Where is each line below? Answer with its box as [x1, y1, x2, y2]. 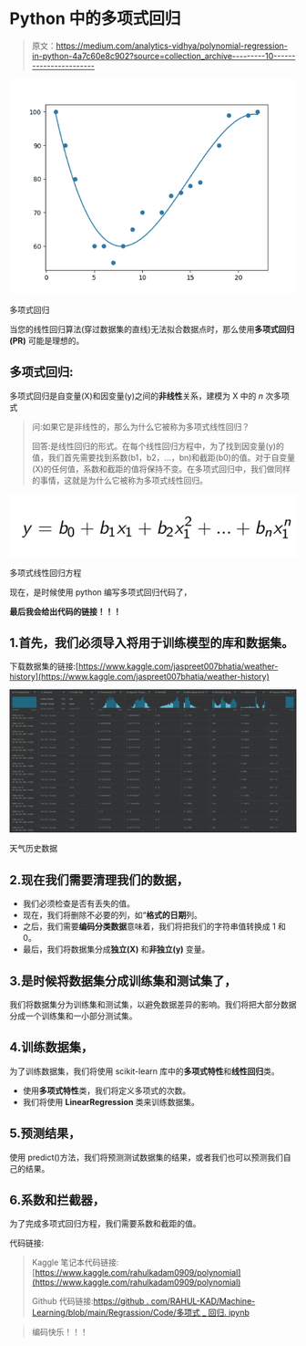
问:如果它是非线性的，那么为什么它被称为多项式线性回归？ [31, 421, 250, 432]
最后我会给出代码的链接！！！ [9, 606, 121, 617]
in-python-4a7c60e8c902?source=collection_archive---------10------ [31, 50, 296, 61]
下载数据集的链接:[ [9, 661, 79, 672]
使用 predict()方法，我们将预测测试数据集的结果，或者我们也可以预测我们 [9, 1152, 284, 1163]
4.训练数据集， [9, 1039, 94, 1055]
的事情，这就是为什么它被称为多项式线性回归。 [31, 475, 208, 485]
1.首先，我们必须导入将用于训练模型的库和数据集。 [9, 635, 294, 651]
